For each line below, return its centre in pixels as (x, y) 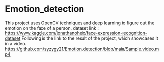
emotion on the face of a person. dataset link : (52, 28)
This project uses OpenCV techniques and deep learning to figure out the (80, 23)
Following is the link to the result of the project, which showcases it (90, 38)
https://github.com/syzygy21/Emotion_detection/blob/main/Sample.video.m (82, 49)
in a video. (16, 43)
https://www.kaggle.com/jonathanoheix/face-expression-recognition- (76, 33)
